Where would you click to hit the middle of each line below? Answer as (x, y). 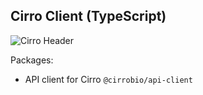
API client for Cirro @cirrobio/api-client (108, 79)
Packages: (32, 60)
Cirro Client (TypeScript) (88, 16)
